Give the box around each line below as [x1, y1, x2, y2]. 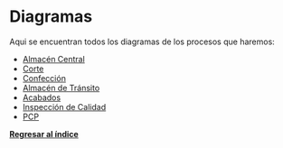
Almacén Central [22, 53, 86, 64]
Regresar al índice [9, 128, 79, 139]
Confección [22, 72, 66, 83]
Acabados [22, 92, 61, 103]
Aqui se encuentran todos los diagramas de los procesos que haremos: [9, 36, 276, 47]
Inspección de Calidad [22, 101, 107, 112]
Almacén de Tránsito [22, 82, 100, 93]
